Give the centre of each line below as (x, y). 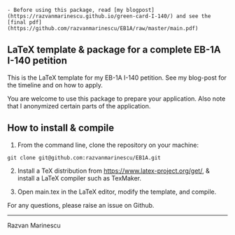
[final (17, 22)
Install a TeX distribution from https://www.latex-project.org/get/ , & (113, 171)
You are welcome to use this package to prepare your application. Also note (116, 99)
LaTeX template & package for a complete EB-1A (114, 50)
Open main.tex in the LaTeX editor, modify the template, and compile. (117, 192)
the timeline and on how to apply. (55, 85)
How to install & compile (60, 128)
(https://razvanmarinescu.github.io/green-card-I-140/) (90, 16)
